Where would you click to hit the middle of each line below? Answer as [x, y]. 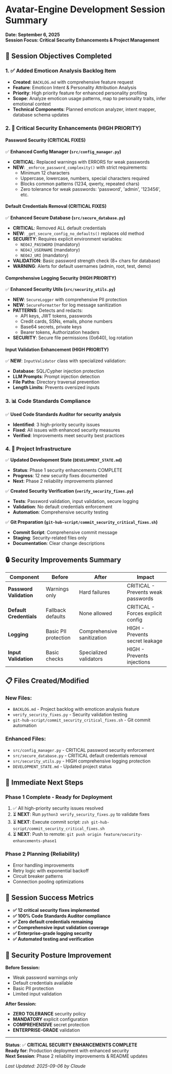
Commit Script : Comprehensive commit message [65, 532]
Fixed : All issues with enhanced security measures [66, 430]
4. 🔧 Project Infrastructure [38, 448]
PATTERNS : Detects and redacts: [48, 310]
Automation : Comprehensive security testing [60, 512]
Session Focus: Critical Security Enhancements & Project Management [82, 40]
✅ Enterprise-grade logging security [52, 933]
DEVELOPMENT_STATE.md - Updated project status [62, 766]
